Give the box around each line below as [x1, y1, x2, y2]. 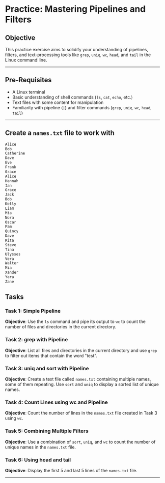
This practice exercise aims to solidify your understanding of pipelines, [5, 47, 148, 52]
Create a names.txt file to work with [5, 129, 114, 137]
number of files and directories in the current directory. [5, 324, 116, 330]
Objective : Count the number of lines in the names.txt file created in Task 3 [5, 410, 158, 416]
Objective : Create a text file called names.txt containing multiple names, [5, 376, 151, 382]
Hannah [5, 178, 19, 183]
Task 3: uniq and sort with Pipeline [5, 365, 89, 372]
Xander [5, 270, 19, 275]
